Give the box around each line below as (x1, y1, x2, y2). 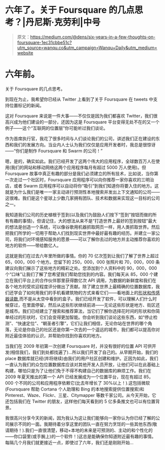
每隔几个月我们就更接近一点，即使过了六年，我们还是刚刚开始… (5, 439, 134, 445)
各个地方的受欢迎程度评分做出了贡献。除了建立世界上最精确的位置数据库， (5, 283, 156, 289)
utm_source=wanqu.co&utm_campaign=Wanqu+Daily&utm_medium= (17, 45, 158, 51)
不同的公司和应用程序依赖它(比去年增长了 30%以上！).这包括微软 (19, 380, 150, 386)
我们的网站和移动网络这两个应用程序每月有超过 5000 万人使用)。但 (11, 164, 146, 170)
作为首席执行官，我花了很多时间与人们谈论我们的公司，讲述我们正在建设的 (5, 136, 156, 141)
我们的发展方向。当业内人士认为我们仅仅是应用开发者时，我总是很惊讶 (13, 141, 156, 147)
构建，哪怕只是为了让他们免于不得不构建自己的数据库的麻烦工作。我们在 (5, 367, 151, 373)
